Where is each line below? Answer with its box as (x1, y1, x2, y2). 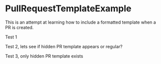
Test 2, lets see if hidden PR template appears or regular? (5, 43, 123, 49)
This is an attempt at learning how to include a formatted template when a (5, 19, 157, 25)
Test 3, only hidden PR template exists (5, 53, 83, 59)
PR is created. (5, 24, 34, 30)
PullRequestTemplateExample (5, 3, 132, 14)
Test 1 (5, 34, 17, 40)
